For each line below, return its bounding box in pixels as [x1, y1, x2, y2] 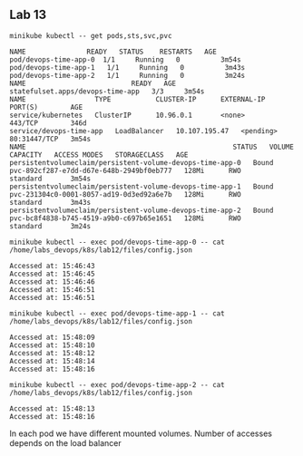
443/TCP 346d [9, 118, 88, 128]
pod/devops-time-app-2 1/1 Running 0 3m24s [9, 71, 246, 80]
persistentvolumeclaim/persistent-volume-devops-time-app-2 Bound [9, 206, 274, 215]
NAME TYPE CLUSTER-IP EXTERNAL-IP [9, 94, 266, 103]
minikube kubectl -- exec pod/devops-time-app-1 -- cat [9, 308, 225, 318]
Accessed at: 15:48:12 [9, 348, 95, 357]
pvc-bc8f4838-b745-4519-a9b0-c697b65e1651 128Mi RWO [9, 213, 242, 223]
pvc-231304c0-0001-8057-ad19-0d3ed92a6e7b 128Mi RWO [9, 189, 242, 199]
